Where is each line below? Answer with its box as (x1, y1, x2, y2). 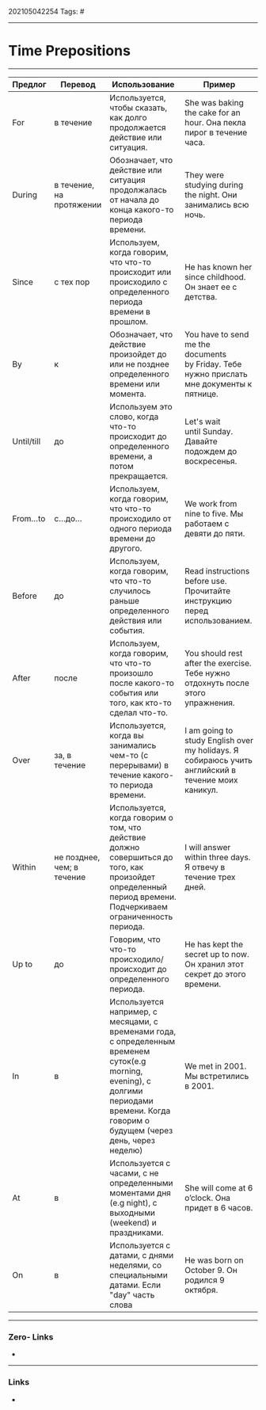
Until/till (12, 436, 41, 447)
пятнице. (184, 388, 219, 399)
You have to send (184, 329, 249, 340)
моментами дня (109, 1187, 172, 1198)
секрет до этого (184, 968, 247, 979)
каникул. (184, 784, 218, 795)
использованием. (184, 615, 253, 626)
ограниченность (109, 911, 173, 922)
